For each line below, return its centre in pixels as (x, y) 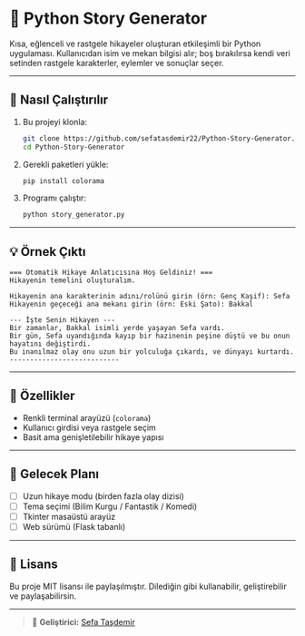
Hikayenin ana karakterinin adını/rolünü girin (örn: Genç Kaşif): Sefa (150, 297)
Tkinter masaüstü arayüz (69, 516)
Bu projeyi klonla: (55, 122)
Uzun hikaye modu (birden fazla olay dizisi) (103, 496)
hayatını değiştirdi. (50, 344)
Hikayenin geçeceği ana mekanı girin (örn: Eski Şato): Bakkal (132, 304)
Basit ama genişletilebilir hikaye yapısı (93, 437)
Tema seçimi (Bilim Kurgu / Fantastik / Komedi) (110, 506)
